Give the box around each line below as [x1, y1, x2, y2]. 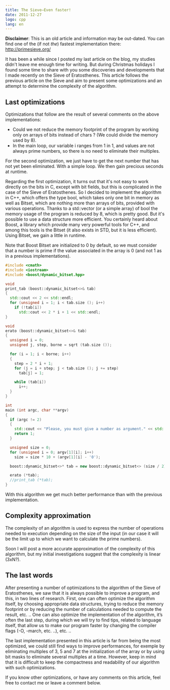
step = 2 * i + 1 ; [14, 361, 53, 366]
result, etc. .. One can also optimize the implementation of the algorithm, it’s [5, 611, 163, 617]
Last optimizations [5, 97, 65, 107]
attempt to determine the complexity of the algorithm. [5, 83, 117, 89]
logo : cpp [5, 17, 26, 22]
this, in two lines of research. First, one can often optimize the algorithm [5, 595, 155, 601]
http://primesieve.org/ [5, 46, 51, 52]
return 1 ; [14, 431, 35, 436]
